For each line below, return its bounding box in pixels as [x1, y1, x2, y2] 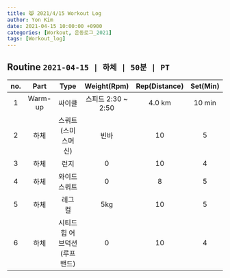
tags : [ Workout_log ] [7, 36, 66, 42]
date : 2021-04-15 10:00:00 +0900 [7, 23, 103, 29]
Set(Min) [190, 81, 220, 91]
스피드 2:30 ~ [85, 94, 128, 103]
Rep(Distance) [136, 81, 184, 91]
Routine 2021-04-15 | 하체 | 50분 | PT [7, 61, 170, 72]
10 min [194, 98, 217, 107]
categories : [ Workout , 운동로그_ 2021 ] [7, 29, 112, 36]
